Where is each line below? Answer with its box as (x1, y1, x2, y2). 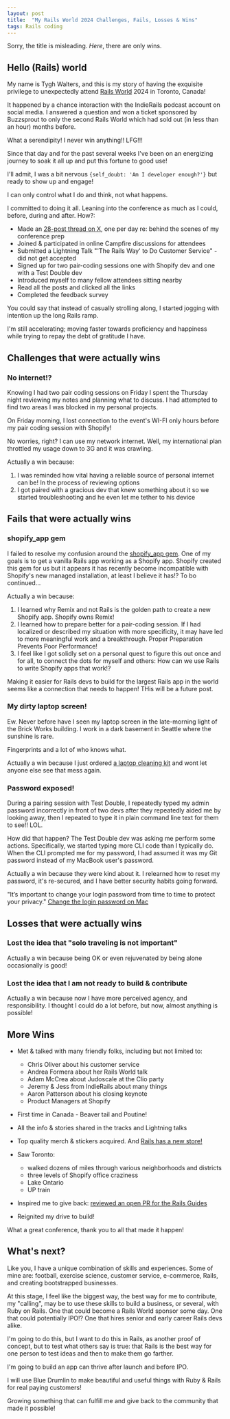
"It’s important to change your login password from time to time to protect (7, 890, 216, 899)
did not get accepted (16, 254, 77, 263)
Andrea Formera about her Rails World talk (27, 1068, 148, 1076)
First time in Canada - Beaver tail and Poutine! (16, 1110, 148, 1119)
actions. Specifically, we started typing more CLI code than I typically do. (7, 841, 214, 850)
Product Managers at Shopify (27, 1096, 111, 1105)
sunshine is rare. (7, 732, 54, 740)
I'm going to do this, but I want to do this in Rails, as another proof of (7, 1334, 201, 1343)
